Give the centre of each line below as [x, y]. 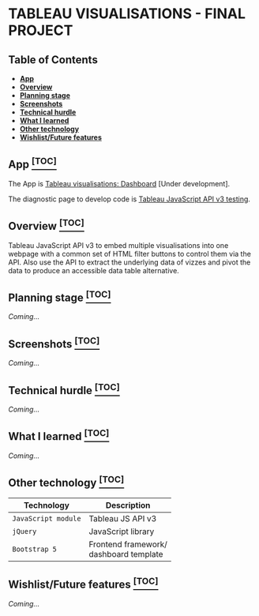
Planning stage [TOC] [60, 297]
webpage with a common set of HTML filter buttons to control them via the [129, 254]
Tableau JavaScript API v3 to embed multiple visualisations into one [118, 245]
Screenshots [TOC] [54, 343]
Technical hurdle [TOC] [64, 389]
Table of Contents [53, 60]
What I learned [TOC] [59, 435]
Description [128, 505]
